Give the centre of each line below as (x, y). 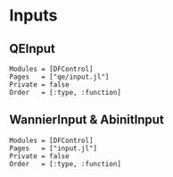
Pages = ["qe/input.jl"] (59, 77)
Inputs (33, 16)
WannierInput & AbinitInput (87, 120)
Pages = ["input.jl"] (54, 148)
